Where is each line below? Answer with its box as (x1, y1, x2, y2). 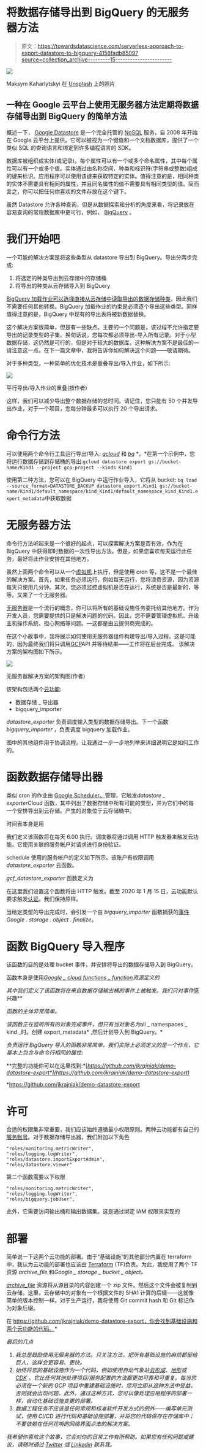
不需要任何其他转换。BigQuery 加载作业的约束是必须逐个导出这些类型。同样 (6, 302, 197, 310)
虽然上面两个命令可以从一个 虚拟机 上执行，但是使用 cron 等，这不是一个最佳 (6, 568, 197, 575)
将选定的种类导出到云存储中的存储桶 (15, 274, 107, 282)
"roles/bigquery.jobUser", (6, 1196, 75, 1202)
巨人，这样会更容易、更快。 (15, 1359, 86, 1366)
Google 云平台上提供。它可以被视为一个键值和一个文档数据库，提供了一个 (13, 136, 199, 144)
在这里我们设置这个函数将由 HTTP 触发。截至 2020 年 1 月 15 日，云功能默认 (6, 887, 199, 894)
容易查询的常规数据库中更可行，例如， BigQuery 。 (6, 208, 135, 215)
